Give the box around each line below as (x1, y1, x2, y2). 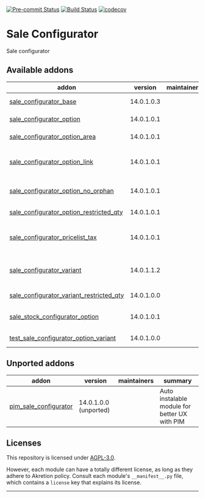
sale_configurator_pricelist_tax (9, 233, 97, 241)
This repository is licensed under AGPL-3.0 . (6, 454, 116, 461)
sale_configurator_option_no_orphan (9, 186, 114, 195)
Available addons (6, 65, 74, 76)
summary (164, 376, 192, 384)
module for (159, 402, 191, 410)
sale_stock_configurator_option (9, 312, 99, 320)
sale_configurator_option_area (9, 132, 96, 140)
